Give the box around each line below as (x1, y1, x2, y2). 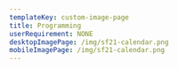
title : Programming (9, 21, 82, 30)
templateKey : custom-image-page (9, 12, 129, 22)
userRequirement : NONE (9, 29, 93, 38)
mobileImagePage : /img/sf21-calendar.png (9, 46, 166, 55)
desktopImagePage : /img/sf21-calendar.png (9, 37, 169, 47)
